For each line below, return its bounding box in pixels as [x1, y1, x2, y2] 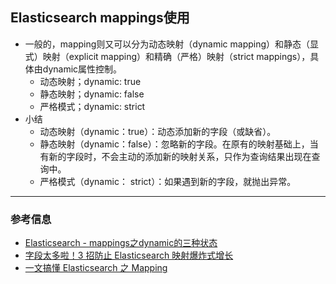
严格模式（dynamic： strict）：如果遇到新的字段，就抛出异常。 [39, 175, 297, 187]
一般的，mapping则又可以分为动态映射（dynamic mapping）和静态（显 [24, 38, 320, 50]
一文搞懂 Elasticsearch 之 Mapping [24, 262, 168, 274]
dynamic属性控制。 [42, 63, 123, 75]
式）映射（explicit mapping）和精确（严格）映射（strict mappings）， [24, 50, 311, 62]
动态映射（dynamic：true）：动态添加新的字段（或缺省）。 [39, 125, 277, 137]
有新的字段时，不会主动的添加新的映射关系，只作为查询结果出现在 [39, 150, 312, 162]
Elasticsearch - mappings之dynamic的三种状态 [24, 237, 218, 249]
